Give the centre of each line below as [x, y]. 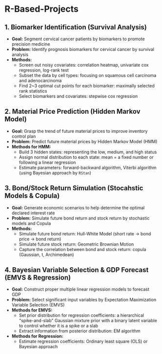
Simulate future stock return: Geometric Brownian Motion [76, 244]
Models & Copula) [32, 196]
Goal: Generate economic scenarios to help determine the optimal [78, 207]
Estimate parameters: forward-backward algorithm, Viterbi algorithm [88, 167]
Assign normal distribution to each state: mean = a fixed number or [86, 157]
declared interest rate [33, 213]
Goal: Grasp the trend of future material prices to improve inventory [80, 131]
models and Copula [31, 223]
